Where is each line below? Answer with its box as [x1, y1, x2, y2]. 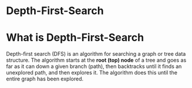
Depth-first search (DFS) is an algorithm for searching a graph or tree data [6, 50, 186, 57]
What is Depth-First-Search [6, 31, 144, 45]
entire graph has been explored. [6, 75, 84, 83]
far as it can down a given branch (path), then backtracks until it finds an [6, 63, 182, 70]
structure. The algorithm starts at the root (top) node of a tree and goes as [6, 57, 187, 64]
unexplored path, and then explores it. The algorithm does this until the [6, 69, 178, 76]
